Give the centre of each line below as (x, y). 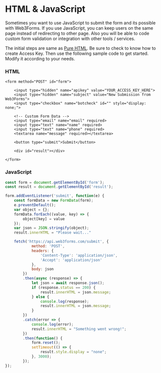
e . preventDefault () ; (35, 205)
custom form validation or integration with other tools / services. (70, 39)
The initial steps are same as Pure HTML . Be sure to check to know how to (80, 48)
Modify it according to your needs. (40, 58)
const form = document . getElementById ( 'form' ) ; (55, 182)
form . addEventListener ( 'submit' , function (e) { (55, 196)
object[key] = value (44, 219)
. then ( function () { (43, 338)
